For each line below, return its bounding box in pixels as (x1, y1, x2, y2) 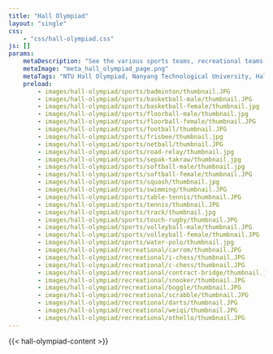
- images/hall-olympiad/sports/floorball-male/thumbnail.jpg (37, 110, 249, 119)
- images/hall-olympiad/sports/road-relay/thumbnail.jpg (37, 148, 234, 156)
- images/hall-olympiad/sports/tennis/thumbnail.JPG (37, 201, 220, 209)
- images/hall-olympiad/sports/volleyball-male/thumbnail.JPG (37, 223, 253, 231)
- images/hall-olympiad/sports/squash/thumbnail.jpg (37, 178, 220, 187)
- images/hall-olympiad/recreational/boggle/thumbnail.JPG (37, 283, 242, 292)
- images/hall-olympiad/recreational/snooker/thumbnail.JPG (37, 276, 245, 284)
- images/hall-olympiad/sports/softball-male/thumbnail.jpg (37, 163, 245, 171)
